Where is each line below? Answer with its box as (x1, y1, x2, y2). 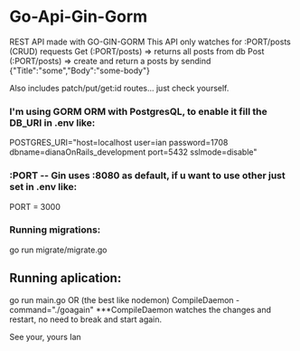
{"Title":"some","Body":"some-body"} (9, 65, 151, 76)
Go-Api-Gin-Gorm (9, 6, 148, 27)
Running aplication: (9, 270, 122, 286)
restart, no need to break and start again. (9, 314, 163, 325)
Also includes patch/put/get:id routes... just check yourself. (9, 82, 230, 93)
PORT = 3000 (9, 201, 61, 212)
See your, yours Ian (9, 331, 81, 342)
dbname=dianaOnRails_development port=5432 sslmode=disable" (9, 147, 258, 157)
